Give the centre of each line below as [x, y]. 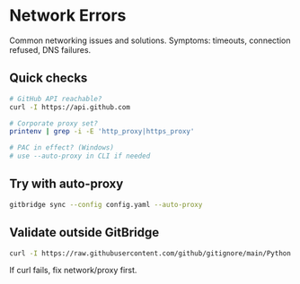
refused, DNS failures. [50, 49]
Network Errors [68, 16]
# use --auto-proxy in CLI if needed [80, 156]
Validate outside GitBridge [84, 232]
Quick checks [49, 78]
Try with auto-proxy [66, 184]
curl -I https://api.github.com [70, 107]
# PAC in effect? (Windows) [62, 148]
